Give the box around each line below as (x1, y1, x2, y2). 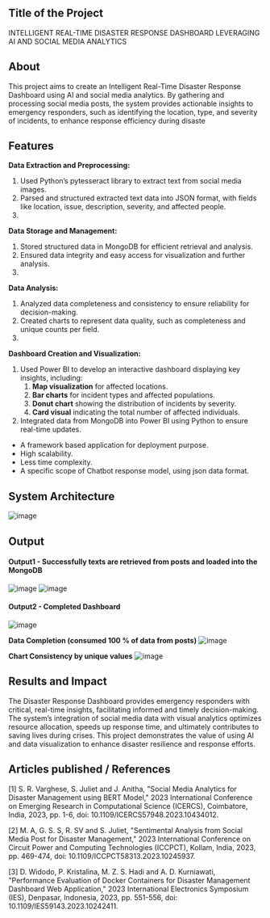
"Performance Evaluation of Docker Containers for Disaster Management (8, 875, 251, 885)
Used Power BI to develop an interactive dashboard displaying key (19, 364, 240, 374)
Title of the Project (8, 6, 103, 20)
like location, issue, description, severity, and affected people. (19, 202, 226, 212)
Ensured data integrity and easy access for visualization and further (19, 251, 246, 260)
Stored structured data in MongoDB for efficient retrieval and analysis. (19, 242, 254, 251)
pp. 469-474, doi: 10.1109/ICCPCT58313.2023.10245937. (8, 851, 196, 861)
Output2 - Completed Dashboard (8, 602, 121, 612)
